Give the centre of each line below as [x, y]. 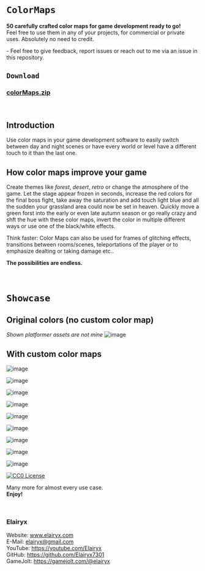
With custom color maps [54, 354]
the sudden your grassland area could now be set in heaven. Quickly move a [103, 207]
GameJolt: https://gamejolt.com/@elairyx [58, 561]
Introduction [31, 125]
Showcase [28, 298]
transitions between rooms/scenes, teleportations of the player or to [92, 245]
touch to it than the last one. [42, 153]
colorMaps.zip [28, 93]
